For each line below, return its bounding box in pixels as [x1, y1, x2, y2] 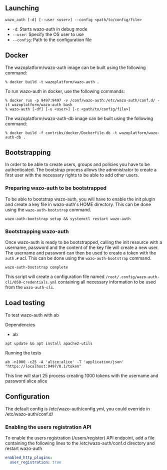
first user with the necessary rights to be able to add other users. [5, 172, 139, 178]
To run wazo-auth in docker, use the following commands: [5, 88, 125, 94]
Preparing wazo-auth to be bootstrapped [5, 184, 106, 191]
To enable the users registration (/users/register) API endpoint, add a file [5, 434, 155, 440]
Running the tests [5, 349, 41, 355]
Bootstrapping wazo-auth [5, 227, 69, 234]
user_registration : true [9, 459, 61, 464]
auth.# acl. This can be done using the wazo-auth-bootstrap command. [5, 255, 151, 261]
